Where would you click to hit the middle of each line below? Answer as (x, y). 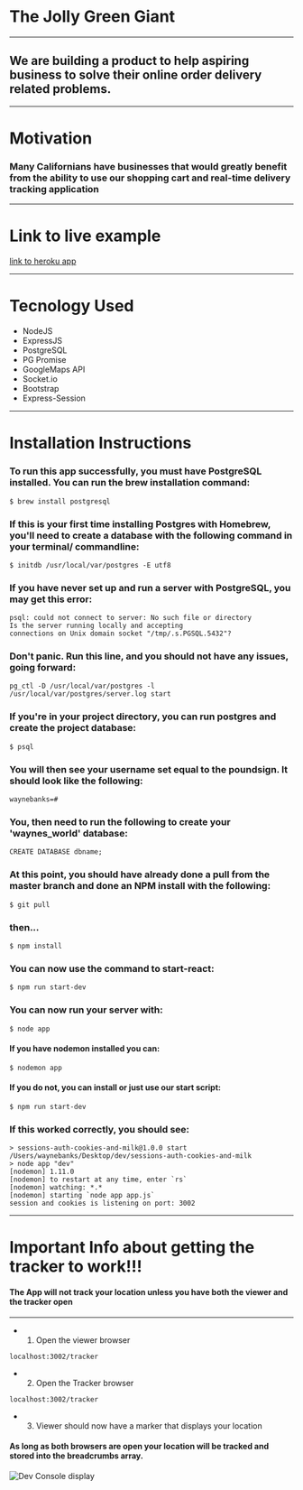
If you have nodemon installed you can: (85, 1049)
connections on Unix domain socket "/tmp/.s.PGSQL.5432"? (120, 634)
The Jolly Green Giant (92, 17)
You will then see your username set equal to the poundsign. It (149, 769)
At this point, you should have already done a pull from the (140, 875)
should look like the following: (76, 781)
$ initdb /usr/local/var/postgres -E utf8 (90, 565)
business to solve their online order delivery (136, 75)
